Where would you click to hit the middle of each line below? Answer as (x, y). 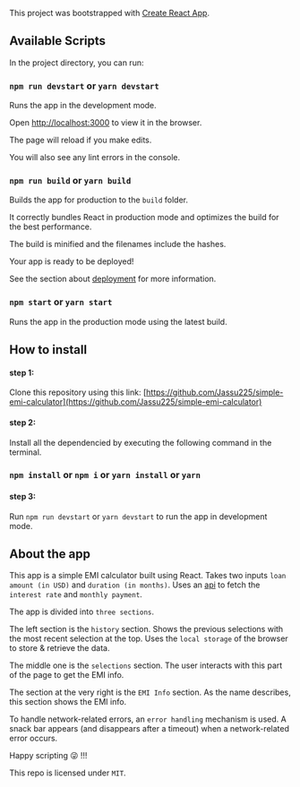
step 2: (22, 422)
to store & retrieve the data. (60, 648)
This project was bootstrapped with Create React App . (110, 13)
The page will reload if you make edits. (81, 140)
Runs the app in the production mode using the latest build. (118, 321)
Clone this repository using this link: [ (78, 392)
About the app (50, 554)
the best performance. (51, 227)
